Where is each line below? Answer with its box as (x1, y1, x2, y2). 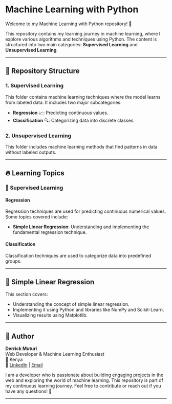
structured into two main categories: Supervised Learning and (5, 41, 138, 47)
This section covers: (5, 291, 48, 298)
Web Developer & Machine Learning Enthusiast (5, 351, 105, 357)
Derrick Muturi (5, 345, 37, 352)
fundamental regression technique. (12, 229, 87, 235)
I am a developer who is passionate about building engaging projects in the (5, 372, 164, 378)
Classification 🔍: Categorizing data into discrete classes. (12, 117, 135, 123)
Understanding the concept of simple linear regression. (12, 301, 130, 307)
